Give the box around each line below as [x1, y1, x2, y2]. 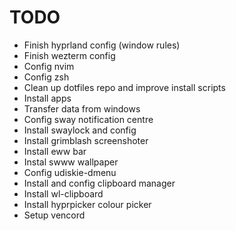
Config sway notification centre [23, 113, 154, 125]
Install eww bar [23, 145, 87, 157]
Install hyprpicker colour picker [23, 198, 152, 210]
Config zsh [23, 71, 70, 83]
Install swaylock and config [23, 124, 137, 136]
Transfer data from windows [23, 102, 141, 115]
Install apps [23, 92, 72, 104]
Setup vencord [23, 209, 86, 221]
